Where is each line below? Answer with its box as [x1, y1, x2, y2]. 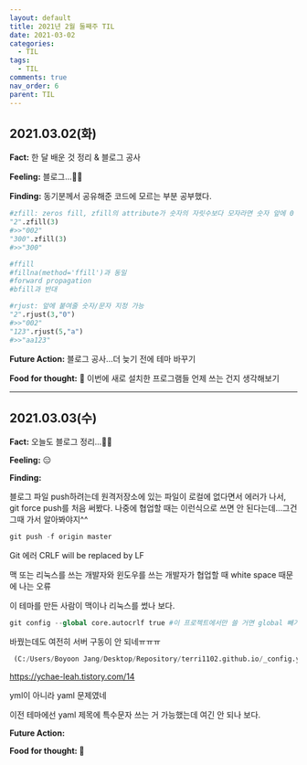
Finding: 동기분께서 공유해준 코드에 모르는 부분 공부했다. [9, 191, 212, 202]
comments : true [9, 73, 68, 82]
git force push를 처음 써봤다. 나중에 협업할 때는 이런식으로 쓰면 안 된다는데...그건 [9, 503, 298, 514]
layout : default [9, 13, 71, 23]
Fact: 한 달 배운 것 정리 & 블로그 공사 [9, 152, 142, 163]
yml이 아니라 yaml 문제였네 [9, 690, 107, 700]
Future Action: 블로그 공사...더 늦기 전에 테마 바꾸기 [9, 353, 196, 364]
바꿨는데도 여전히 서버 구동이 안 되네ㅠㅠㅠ [9, 636, 162, 647]
